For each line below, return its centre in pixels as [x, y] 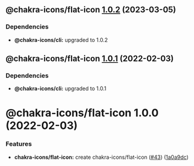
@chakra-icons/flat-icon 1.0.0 [82, 113]
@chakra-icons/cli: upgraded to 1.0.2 [61, 40]
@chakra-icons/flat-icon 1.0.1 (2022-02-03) [90, 59]
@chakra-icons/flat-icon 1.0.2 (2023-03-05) [91, 10]
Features [19, 144]
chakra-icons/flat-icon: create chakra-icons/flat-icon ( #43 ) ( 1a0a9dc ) [101, 157]
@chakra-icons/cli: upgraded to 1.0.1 [60, 88]
